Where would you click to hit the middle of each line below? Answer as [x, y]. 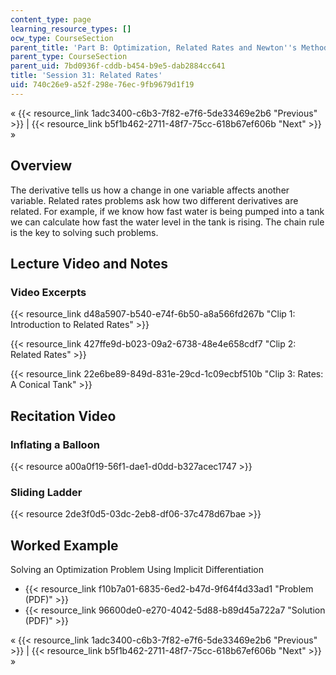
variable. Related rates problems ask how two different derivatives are [154, 200]
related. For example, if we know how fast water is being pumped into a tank [167, 211]
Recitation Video [63, 416]
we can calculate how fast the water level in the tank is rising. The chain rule [167, 222]
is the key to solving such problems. [84, 232]
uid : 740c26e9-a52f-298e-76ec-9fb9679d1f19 [102, 85]
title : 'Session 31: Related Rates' [86, 76]
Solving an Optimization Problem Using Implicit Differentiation [137, 570]
